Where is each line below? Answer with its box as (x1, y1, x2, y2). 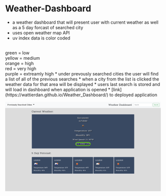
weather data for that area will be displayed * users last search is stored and (5, 81, 161, 87)
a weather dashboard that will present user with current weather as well (12, 19, 159, 25)
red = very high (5, 65, 37, 72)
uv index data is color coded (12, 35, 71, 41)
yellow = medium (5, 55, 41, 61)
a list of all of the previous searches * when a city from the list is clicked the (5, 76, 160, 82)
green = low (5, 50, 30, 56)
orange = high (5, 60, 34, 66)
